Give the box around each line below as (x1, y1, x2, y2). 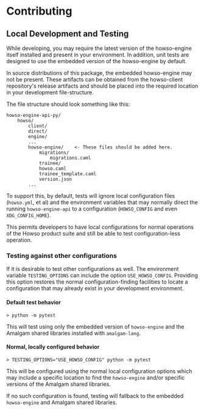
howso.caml (38, 166, 67, 172)
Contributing (6, 4, 72, 18)
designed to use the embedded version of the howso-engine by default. (6, 58, 187, 65)
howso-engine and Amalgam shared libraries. (6, 399, 118, 406)
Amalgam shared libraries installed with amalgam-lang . (6, 329, 141, 337)
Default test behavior (6, 298, 61, 306)
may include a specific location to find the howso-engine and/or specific (6, 374, 185, 381)
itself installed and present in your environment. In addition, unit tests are (6, 51, 189, 58)
